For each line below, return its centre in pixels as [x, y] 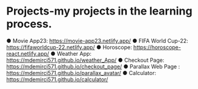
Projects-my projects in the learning [100, 11]
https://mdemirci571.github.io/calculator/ [57, 79]
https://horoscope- [157, 47]
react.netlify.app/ [28, 53]
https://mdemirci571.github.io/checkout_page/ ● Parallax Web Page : [93, 66]
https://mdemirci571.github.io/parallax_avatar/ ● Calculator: [81, 73]
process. [29, 24]
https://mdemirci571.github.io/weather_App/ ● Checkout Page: [85, 60]
